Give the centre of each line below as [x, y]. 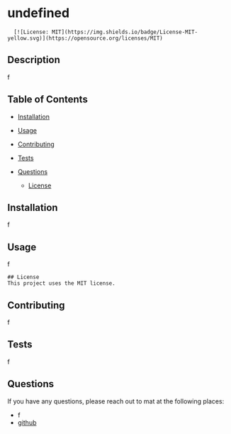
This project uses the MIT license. [61, 283]
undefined [38, 13]
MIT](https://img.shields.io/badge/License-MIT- [125, 32]
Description [34, 60]
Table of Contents [48, 100]
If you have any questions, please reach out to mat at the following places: [116, 401]
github [27, 422]
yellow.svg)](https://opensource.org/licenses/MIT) [85, 38]
